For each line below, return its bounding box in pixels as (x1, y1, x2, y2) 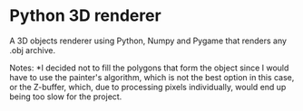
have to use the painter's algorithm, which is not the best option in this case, (9, 71, 295, 82)
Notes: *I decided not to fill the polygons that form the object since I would (9, 62, 289, 73)
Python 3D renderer (9, 5, 161, 26)
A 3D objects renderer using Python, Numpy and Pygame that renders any (9, 35, 288, 46)
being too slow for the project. (9, 91, 122, 102)
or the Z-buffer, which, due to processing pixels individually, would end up (9, 81, 287, 92)
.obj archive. (9, 44, 56, 55)
